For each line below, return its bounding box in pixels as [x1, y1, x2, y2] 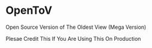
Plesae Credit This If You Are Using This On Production [5, 35, 141, 42]
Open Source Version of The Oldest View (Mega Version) [5, 23, 147, 31]
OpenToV [5, 4, 53, 17]
